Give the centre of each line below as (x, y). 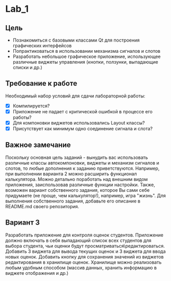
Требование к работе (41, 83)
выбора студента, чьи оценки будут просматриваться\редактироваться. (85, 246)
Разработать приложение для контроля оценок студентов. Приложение (84, 235)
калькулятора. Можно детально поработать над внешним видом (77, 179)
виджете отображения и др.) (37, 273)
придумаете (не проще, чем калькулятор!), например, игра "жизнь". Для (85, 195)
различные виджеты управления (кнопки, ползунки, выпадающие (85, 62)
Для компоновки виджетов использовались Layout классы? (79, 123)
